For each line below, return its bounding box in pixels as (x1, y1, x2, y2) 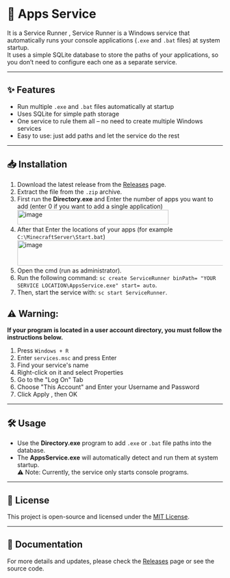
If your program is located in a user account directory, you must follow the (7, 326, 222, 334)
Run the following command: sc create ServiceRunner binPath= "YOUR (16, 273, 216, 281)
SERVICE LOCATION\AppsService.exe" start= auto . (16, 281, 157, 289)
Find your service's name (16, 361, 89, 369)
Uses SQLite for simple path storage (16, 110, 120, 118)
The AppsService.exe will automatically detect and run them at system (16, 453, 218, 462)
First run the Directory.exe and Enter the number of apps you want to (16, 194, 214, 203)
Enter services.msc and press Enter (16, 354, 117, 362)
